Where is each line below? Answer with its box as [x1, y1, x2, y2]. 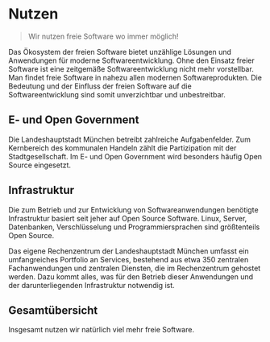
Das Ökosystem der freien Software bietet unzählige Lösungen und [8, 47, 232, 56]
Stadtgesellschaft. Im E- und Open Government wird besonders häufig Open [8, 151, 263, 161]
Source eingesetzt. [8, 160, 71, 170]
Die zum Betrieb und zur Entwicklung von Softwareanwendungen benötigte [8, 204, 260, 214]
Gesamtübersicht [8, 303, 98, 317]
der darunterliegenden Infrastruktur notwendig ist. [8, 280, 175, 290]
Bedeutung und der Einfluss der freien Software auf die [8, 81, 192, 91]
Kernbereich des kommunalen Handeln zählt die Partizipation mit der [8, 142, 237, 153]
